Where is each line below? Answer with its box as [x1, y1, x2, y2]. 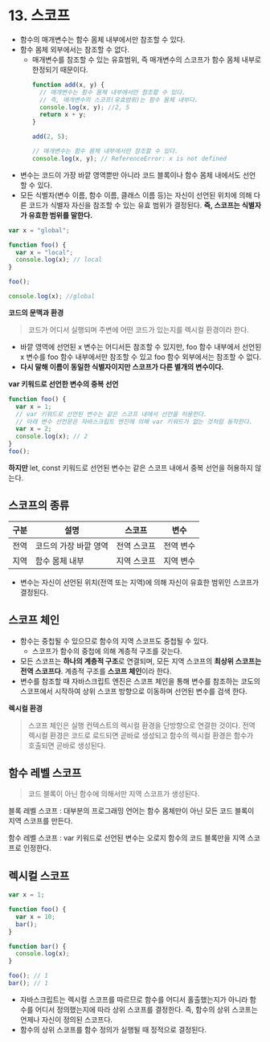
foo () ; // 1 [8, 972, 48, 980]
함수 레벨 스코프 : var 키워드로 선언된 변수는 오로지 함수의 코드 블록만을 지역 [8, 833, 246, 843]
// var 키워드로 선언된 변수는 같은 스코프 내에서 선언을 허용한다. [15, 410, 207, 418]
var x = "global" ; [8, 226, 70, 235]
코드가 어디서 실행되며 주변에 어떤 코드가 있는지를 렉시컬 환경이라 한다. [27, 325, 249, 334]
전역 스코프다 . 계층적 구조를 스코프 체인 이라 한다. [19, 666, 172, 676]
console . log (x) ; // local [15, 255, 103, 264]
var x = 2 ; [15, 425, 52, 433]
